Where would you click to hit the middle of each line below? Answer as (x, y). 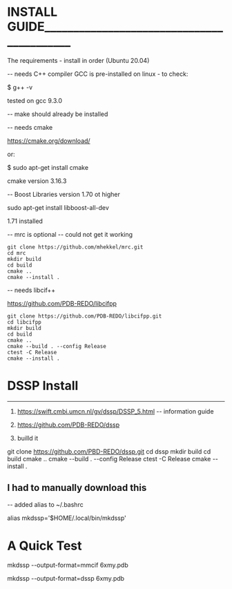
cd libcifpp (24, 322)
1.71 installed (25, 221)
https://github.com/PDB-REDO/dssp (68, 425)
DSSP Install (43, 386)
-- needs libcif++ (31, 290)
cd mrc (17, 253)
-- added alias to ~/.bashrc (46, 504)
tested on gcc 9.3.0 (35, 100)
